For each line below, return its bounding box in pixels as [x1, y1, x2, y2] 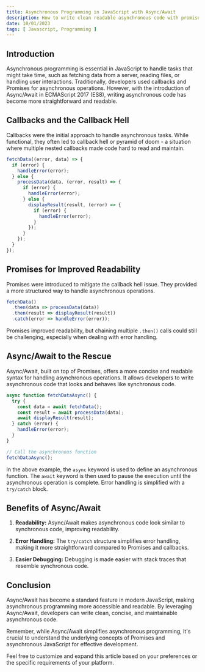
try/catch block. [6, 485, 48, 493]
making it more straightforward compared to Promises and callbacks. [15, 544, 189, 551]
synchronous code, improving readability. [15, 526, 120, 533]
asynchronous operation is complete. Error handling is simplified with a [6, 479, 185, 486]
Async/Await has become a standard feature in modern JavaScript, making [6, 596, 195, 603]
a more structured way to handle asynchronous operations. [6, 287, 156, 294]
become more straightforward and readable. [6, 97, 118, 105]
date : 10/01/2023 [6, 20, 51, 26]
